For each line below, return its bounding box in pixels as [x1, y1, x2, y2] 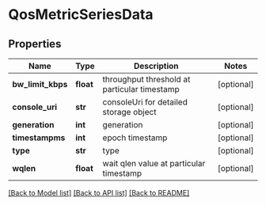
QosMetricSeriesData [8, 6, 154, 24]
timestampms [12, 132, 66, 143]
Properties [8, 37, 62, 51]
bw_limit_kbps [12, 79, 68, 89]
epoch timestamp [102, 132, 168, 143]
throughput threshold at [102, 74, 191, 85]
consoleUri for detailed [102, 97, 188, 108]
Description [133, 61, 180, 71]
